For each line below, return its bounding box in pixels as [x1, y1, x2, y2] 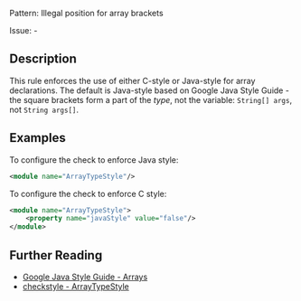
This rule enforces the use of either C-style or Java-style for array [9, 75, 256, 86]
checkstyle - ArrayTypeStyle [22, 280, 129, 292]
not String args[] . [9, 104, 80, 115]
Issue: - [9, 25, 38, 35]
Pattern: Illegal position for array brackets [9, 8, 165, 18]
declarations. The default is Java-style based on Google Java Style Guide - [9, 85, 289, 96]
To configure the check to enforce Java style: [9, 154, 179, 165]
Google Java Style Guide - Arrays [22, 271, 148, 282]
